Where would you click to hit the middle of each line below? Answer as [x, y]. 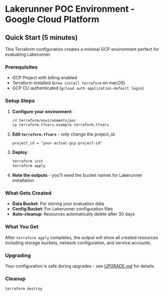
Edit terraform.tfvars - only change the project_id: [64, 134]
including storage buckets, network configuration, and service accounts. [78, 243]
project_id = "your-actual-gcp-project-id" [57, 143]
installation [23, 181]
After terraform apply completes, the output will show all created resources [82, 237]
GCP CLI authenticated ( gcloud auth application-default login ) [78, 88]
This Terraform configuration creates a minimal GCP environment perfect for [82, 49]
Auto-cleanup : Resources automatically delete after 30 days [73, 214]
